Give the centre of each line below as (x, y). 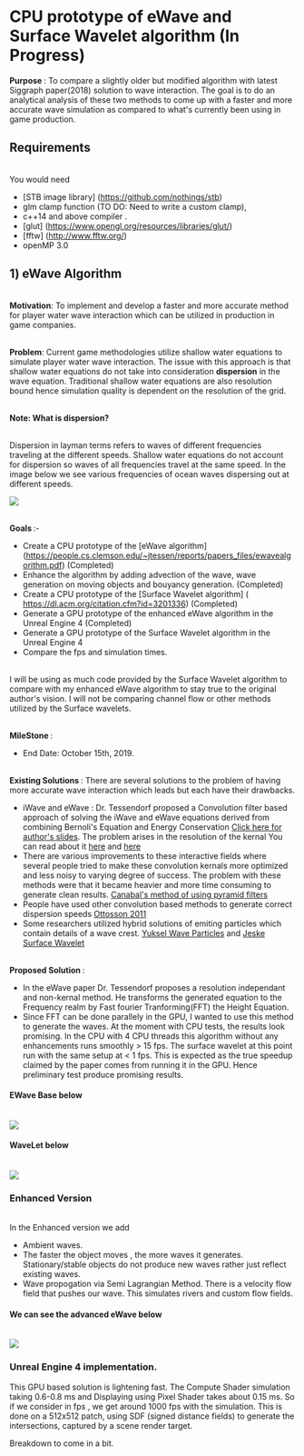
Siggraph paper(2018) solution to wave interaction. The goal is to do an (142, 90)
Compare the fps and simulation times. (95, 652)
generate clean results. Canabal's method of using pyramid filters (145, 894)
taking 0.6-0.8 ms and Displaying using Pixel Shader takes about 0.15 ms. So (152, 1396)
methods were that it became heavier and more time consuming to (147, 884)
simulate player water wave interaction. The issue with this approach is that (150, 362)
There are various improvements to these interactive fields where (144, 855)
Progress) (48, 55)
